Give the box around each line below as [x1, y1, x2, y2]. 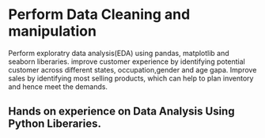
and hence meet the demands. [8, 81, 108, 91]
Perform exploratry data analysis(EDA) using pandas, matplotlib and [8, 48, 229, 58]
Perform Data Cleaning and [8, 6, 191, 24]
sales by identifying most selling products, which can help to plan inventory [8, 73, 254, 83]
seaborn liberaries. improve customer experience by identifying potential [8, 57, 245, 66]
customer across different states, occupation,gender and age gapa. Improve [8, 65, 257, 74]
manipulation [8, 22, 97, 40]
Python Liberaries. [8, 117, 101, 131]
